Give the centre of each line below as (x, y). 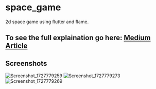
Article (16, 46)
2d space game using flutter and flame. (47, 22)
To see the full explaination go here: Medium (78, 38)
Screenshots (26, 63)
